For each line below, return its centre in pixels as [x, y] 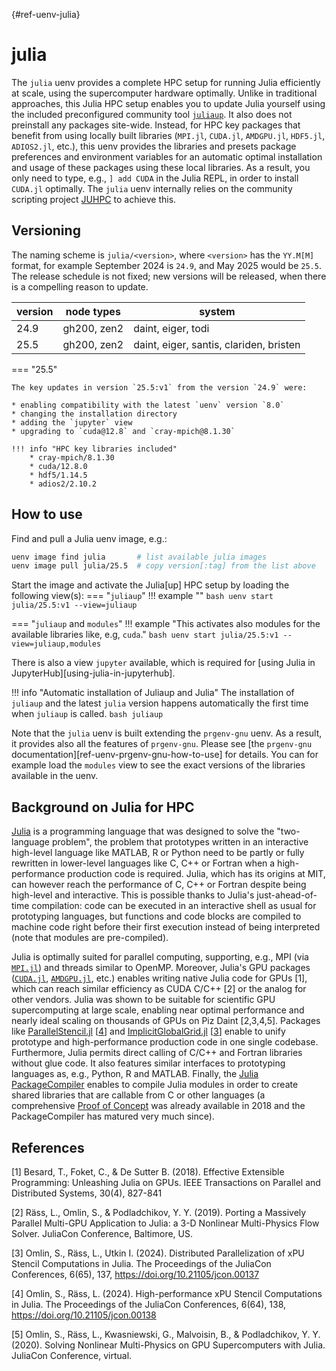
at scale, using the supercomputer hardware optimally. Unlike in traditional [164, 93]
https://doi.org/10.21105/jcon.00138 [84, 1315]
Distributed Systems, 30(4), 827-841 [87, 1193]
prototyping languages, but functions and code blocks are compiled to [156, 916]
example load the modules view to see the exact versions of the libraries [158, 765]
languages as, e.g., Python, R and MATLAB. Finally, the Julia [135, 1074]
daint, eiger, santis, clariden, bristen [217, 344]
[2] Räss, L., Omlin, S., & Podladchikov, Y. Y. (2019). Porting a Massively [159, 1212]
